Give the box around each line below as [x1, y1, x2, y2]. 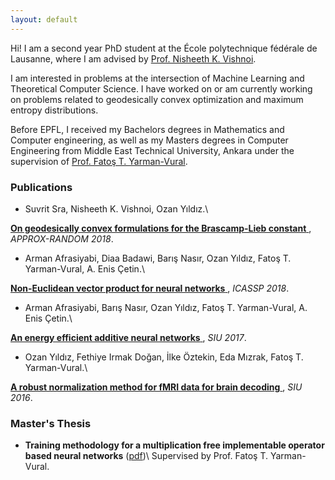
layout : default [10, 14, 78, 25]
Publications [10, 180, 73, 194]
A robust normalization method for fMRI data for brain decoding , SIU [10, 381, 303, 393]
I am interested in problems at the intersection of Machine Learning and [10, 72, 305, 84]
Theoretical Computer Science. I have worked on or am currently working [10, 82, 313, 95]
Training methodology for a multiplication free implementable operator [24, 439, 325, 451]
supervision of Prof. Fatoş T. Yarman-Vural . [10, 155, 188, 167]
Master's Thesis [10, 416, 92, 430]
